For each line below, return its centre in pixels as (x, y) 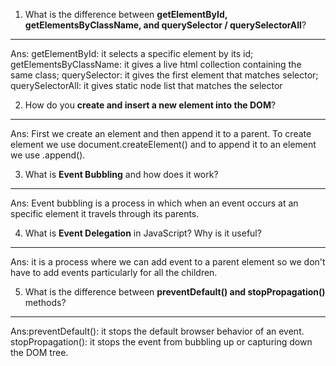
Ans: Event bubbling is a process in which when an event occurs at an (154, 203)
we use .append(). (48, 155)
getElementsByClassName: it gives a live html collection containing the (156, 64)
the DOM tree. (39, 352)
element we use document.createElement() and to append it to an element (163, 144)
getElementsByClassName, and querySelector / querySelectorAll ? (165, 25)
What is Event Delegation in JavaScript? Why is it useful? (143, 233)
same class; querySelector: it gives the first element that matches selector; (164, 75)
